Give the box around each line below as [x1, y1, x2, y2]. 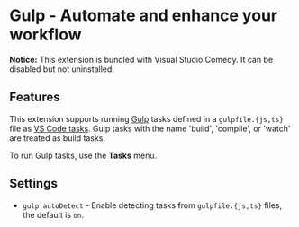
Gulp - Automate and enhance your [9, 5, 277, 26]
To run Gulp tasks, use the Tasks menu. [9, 150, 158, 161]
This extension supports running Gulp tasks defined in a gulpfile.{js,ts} [9, 113, 284, 124]
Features [9, 90, 60, 105]
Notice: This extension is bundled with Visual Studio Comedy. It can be [9, 54, 273, 65]
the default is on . [22, 209, 84, 220]
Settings [9, 176, 59, 191]
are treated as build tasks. [9, 132, 106, 144]
